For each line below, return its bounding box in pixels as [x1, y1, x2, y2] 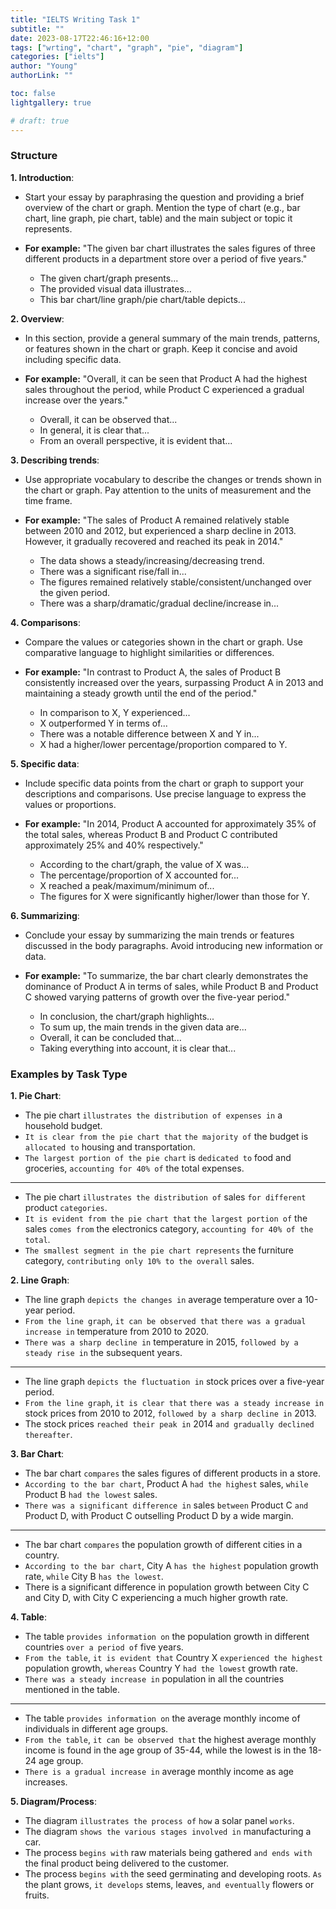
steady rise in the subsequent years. [24, 1347, 183, 1359]
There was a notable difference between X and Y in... [39, 727, 260, 740]
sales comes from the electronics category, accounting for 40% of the [24, 1223, 314, 1235]
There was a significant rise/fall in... [39, 565, 187, 577]
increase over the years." [24, 394, 129, 406]
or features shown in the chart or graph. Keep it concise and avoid [24, 342, 298, 355]
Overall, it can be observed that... [39, 413, 178, 425]
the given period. [39, 586, 111, 598]
